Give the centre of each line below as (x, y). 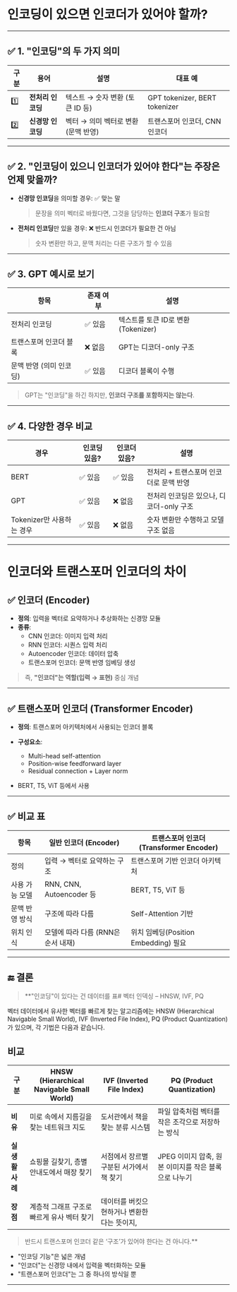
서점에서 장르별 (124, 1156)
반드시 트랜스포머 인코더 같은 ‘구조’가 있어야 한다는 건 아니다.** (111, 1242)
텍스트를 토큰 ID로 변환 (154, 320)
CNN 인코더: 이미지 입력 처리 (68, 636)
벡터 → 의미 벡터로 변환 (102, 121)
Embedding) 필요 (159, 943)
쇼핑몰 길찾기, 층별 (59, 1162)
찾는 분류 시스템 (125, 1127)
